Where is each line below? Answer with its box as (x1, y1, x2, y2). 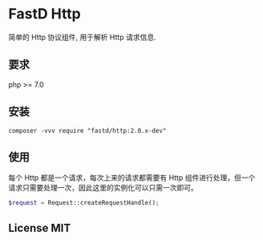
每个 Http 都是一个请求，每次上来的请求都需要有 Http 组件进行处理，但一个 (8, 173, 256, 182)
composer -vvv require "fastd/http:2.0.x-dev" (8, 126, 167, 134)
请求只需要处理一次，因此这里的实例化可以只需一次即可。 (8, 183, 198, 193)
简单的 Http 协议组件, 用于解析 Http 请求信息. (8, 32, 156, 42)
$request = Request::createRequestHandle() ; (8, 199, 160, 207)
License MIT (8, 221, 71, 234)
